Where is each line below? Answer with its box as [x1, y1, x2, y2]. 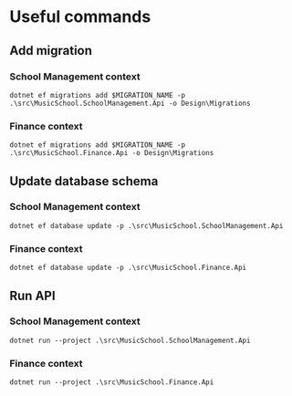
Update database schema [9, 173, 159, 189]
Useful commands [9, 6, 151, 27]
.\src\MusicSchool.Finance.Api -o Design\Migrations [9, 149, 214, 158]
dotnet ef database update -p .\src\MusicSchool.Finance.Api [9, 263, 247, 273]
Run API [9, 287, 57, 303]
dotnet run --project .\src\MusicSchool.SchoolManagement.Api [9, 336, 251, 345]
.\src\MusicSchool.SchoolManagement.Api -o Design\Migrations [9, 99, 251, 108]
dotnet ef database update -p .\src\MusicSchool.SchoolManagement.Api [9, 221, 284, 230]
